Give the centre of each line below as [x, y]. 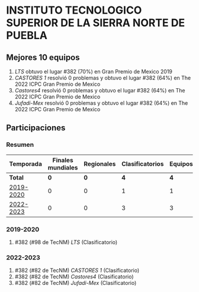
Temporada [26, 163]
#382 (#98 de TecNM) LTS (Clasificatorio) [66, 242]
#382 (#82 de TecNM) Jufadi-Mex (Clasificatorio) [76, 283]
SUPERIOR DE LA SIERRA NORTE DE [96, 23]
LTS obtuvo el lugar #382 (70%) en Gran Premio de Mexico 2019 [94, 71]
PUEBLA [27, 36]
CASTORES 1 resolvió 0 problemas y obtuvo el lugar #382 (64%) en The [103, 78]
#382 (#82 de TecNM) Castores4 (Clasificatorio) [74, 277]
